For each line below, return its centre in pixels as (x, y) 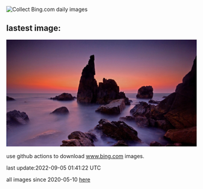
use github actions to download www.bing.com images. (76, 156)
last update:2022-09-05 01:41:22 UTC (54, 168)
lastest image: (34, 28)
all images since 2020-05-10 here (48, 180)
